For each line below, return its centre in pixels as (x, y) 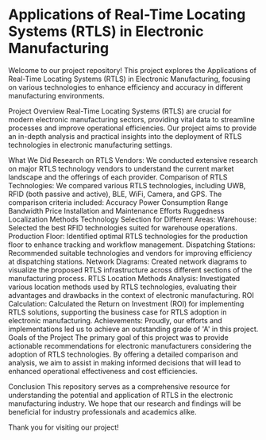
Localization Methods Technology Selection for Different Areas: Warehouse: (133, 219)
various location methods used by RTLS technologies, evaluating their (123, 287)
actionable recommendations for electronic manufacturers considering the (130, 345)
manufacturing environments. (56, 95)
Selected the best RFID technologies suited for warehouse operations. (123, 227)
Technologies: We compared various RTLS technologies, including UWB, (127, 185)
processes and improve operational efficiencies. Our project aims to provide (132, 128)
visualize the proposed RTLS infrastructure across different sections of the (130, 270)
